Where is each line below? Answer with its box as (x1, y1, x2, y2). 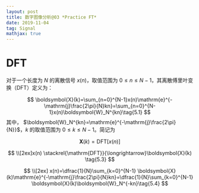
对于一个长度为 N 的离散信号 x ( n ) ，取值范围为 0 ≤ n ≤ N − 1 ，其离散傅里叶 (6, 77, 188, 84)
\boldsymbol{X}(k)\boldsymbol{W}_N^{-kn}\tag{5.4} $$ (31, 180, 168, 187)
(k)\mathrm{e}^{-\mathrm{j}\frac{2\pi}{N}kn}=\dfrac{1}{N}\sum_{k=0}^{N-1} (6, 173, 194, 181)
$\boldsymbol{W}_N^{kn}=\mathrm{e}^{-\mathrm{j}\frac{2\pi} (23, 119, 176, 126)
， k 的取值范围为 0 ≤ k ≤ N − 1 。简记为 (20, 126, 116, 134)
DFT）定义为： (16, 84, 53, 91)
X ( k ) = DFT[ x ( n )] (79, 138, 121, 145)
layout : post (6, 8, 39, 15)
